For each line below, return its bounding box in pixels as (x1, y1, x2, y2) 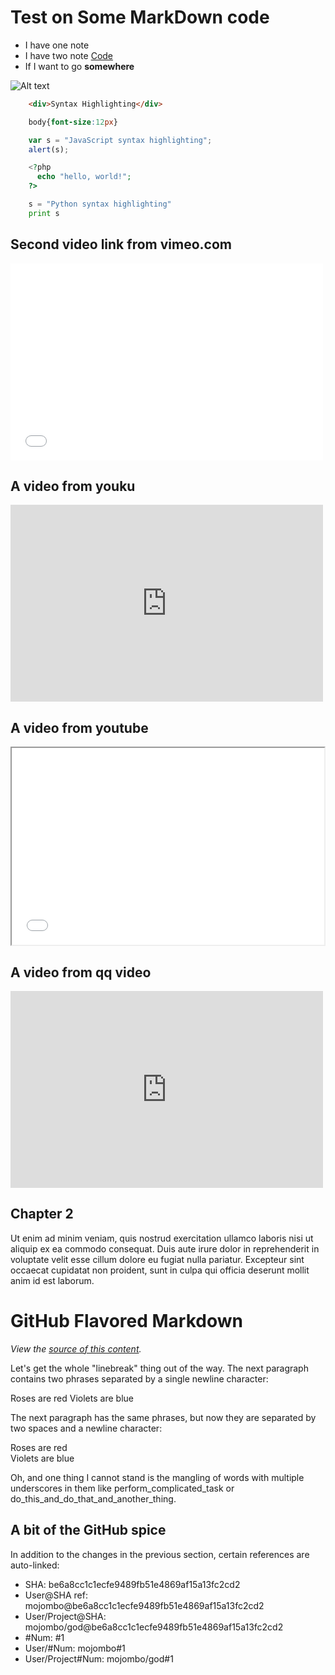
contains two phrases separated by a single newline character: (10, 1372, 269, 1385)
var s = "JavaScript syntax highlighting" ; (28, 135, 213, 145)
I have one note (24, 39, 90, 51)
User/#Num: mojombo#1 (24, 1642, 126, 1654)
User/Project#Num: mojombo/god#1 (24, 1652, 174, 1665)
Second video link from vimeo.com (10, 236, 232, 253)
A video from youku (10, 478, 136, 495)
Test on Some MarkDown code (10, 6, 270, 29)
